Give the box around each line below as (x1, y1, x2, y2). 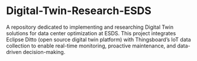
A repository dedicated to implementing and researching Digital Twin (6, 23, 173, 30)
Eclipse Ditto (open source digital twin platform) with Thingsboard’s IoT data (6, 36, 191, 43)
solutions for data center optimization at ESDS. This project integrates (6, 29, 176, 36)
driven (6, 48, 22, 55)
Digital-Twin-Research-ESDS (6, 4, 152, 18)
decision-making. (22, 48, 66, 55)
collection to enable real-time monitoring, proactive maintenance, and (6, 42, 176, 49)
